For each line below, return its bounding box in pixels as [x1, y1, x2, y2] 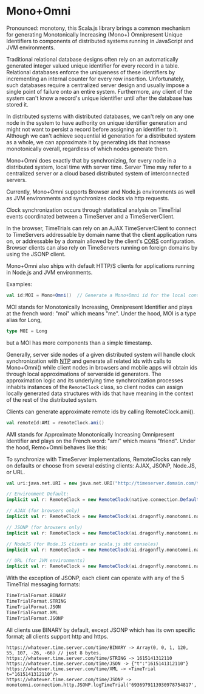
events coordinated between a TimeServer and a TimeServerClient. [6, 212, 175, 220]
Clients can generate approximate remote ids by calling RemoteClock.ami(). [6, 408, 195, 415]
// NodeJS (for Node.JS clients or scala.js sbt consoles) [6, 541, 159, 547]
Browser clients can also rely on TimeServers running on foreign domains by [6, 244, 198, 251]
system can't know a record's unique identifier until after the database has [6, 94, 192, 102]
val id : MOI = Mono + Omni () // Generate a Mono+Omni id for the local [6, 292, 186, 298]
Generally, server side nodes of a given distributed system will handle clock [6, 351, 195, 358]
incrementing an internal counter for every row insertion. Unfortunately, [6, 75, 185, 82]
